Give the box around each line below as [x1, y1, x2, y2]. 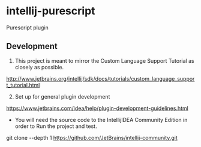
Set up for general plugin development [14, 93, 110, 100]
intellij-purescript [6, 4, 95, 18]
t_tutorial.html [6, 81, 40, 88]
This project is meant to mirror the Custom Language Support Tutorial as [14, 57, 194, 64]
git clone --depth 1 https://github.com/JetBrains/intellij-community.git [6, 134, 178, 141]
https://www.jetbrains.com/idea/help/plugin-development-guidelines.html [6, 105, 189, 112]
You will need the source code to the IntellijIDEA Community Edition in [14, 116, 188, 123]
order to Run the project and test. [14, 122, 97, 130]
